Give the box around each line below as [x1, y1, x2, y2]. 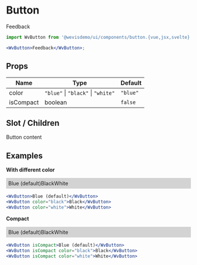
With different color [6, 166, 55, 173]
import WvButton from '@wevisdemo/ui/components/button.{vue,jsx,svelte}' [6, 34, 193, 40]
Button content [6, 133, 42, 141]
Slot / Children [6, 118, 60, 128]
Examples [6, 150, 43, 160]
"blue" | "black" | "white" [44, 89, 116, 97]
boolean [44, 98, 67, 106]
